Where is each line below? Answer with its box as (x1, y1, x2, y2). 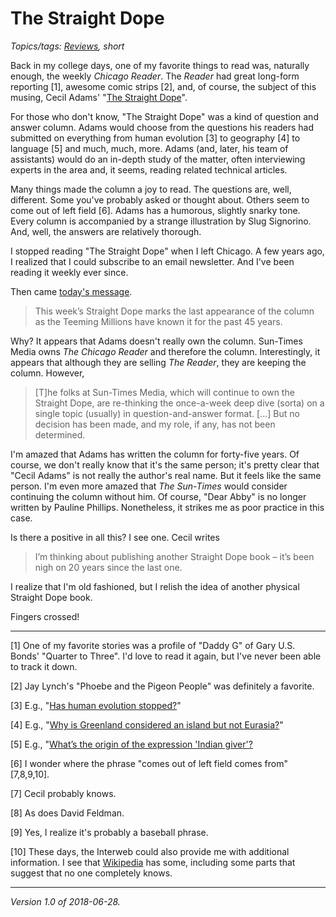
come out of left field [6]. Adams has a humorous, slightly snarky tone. (10, 204, 301, 216)
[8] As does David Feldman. (10, 807, 125, 819)
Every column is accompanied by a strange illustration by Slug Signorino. (10, 215, 312, 227)
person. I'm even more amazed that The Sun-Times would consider (10, 480, 288, 492)
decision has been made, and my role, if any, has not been (34, 418, 276, 430)
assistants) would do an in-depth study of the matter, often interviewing (10, 153, 306, 165)
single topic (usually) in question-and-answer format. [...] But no (34, 407, 300, 419)
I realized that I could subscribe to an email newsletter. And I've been (10, 255, 295, 267)
